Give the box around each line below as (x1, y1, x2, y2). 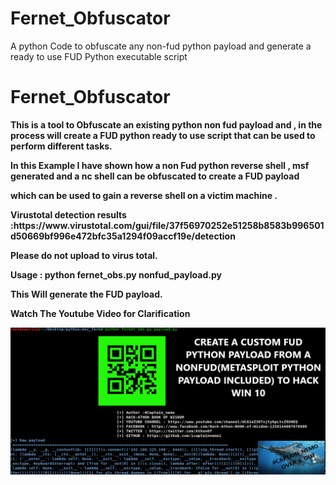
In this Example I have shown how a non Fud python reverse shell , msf (10, 159, 310, 171)
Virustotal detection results (10, 208, 127, 221)
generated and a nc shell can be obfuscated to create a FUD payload (10, 170, 300, 182)
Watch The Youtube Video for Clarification (10, 307, 191, 319)
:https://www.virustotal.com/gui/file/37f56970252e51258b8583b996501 (10, 219, 325, 231)
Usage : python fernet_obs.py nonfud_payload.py (10, 268, 222, 281)
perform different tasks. (10, 140, 113, 152)
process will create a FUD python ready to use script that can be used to (10, 129, 316, 141)
